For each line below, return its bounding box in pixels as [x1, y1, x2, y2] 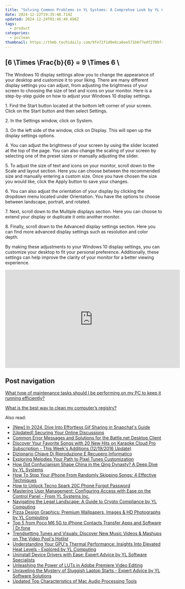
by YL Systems [12, 467, 43, 473]
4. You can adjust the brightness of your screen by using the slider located [5, 142, 159, 148]
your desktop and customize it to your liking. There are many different [5, 77, 149, 83]
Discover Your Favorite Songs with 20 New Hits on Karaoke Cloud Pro [12, 440, 156, 446]
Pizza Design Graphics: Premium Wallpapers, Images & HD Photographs [12, 509, 161, 515]
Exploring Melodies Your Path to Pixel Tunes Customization [12, 456, 134, 462]
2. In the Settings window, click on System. [5, 117, 93, 123]
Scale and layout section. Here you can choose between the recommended [5, 168, 160, 174]
